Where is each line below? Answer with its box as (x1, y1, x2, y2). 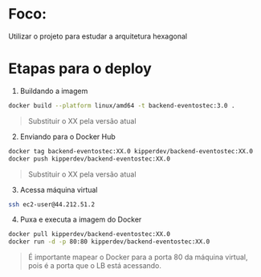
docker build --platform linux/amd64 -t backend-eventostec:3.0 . (8, 101, 235, 109)
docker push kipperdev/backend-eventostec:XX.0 (8, 154, 171, 163)
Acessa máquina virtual (19, 185, 98, 194)
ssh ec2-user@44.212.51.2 (8, 200, 95, 209)
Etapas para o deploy (8, 59, 153, 78)
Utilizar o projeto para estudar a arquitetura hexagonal (8, 31, 187, 41)
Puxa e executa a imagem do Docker (19, 214, 142, 225)
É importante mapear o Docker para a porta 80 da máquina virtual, (27, 252, 248, 262)
